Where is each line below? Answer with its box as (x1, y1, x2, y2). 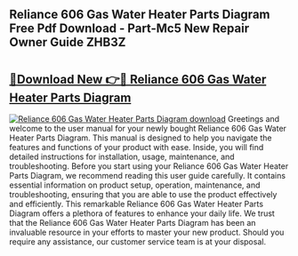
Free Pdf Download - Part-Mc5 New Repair (9, 21, 250, 36)
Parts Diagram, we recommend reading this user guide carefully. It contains (9, 171, 286, 180)
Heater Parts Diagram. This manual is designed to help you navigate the (9, 132, 272, 143)
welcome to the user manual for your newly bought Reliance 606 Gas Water (9, 124, 287, 133)
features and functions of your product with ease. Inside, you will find (9, 142, 264, 152)
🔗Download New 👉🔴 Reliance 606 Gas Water (9, 71, 267, 87)
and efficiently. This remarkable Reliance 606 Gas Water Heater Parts (9, 199, 264, 209)
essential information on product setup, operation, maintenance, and (9, 180, 261, 190)
